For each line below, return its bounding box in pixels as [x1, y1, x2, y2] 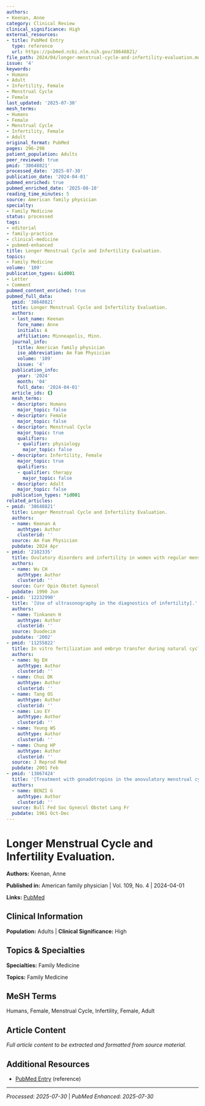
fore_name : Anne [17, 322, 59, 328]
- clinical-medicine [6, 236, 59, 242]
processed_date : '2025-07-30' [6, 168, 84, 174]
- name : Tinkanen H [12, 611, 62, 618]
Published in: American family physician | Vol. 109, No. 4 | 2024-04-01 [6, 882, 185, 889]
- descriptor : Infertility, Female [12, 452, 103, 459]
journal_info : [12, 339, 48, 345]
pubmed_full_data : [6, 293, 53, 300]
